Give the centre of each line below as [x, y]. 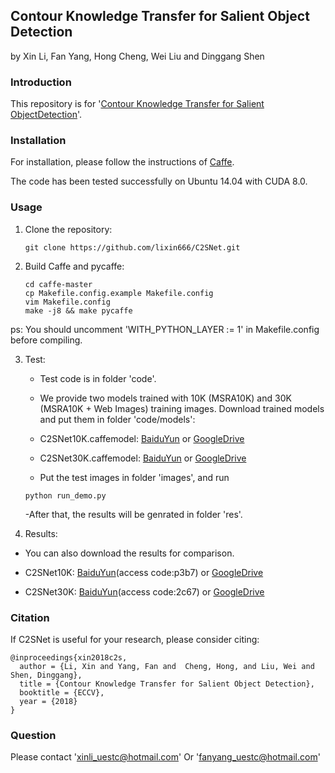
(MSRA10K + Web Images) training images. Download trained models [182, 408]
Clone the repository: [68, 229]
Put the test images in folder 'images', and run [134, 477]
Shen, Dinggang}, [46, 675]
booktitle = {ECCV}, [62, 693]
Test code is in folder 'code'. [98, 378]
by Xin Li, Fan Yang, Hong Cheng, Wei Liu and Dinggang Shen [137, 56]
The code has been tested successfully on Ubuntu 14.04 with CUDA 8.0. [159, 181]
